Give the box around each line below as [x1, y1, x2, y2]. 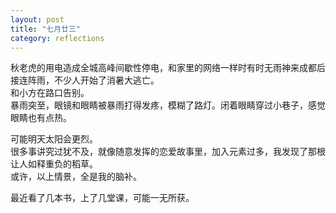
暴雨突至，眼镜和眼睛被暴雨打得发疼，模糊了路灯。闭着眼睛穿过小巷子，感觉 [10, 99, 326, 111]
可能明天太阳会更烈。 [10, 133, 98, 145]
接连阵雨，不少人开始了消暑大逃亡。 [10, 74, 160, 86]
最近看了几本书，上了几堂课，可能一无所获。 [10, 192, 195, 204]
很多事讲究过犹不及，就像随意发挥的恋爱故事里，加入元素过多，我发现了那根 [10, 146, 326, 158]
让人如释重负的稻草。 [10, 158, 98, 170]
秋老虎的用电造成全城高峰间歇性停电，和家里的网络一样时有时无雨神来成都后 [10, 62, 326, 74]
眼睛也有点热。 [10, 112, 72, 124]
